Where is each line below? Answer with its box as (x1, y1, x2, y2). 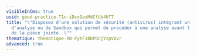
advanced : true (6, 41, 43, 47)
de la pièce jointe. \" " (11, 30, 72, 36)
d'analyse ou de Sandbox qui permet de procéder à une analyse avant (11, 24, 185, 31)
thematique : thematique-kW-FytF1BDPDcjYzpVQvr (6, 36, 122, 41)
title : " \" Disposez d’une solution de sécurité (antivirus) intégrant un (6, 19, 191, 25)
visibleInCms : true (6, 8, 54, 15)
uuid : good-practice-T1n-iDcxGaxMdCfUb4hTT (6, 14, 114, 20)
